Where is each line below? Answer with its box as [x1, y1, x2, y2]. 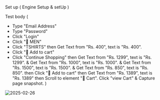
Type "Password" [12, 28, 48, 34]
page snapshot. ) [12, 80, 47, 86]
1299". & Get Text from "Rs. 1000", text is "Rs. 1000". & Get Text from [12, 60, 151, 65]
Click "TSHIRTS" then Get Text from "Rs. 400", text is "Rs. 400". [12, 44, 142, 50]
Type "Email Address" [12, 23, 57, 29]
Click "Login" [12, 34, 39, 39]
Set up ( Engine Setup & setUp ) [5, 4, 70, 10]
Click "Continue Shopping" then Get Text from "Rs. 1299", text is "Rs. [12, 54, 152, 60]
